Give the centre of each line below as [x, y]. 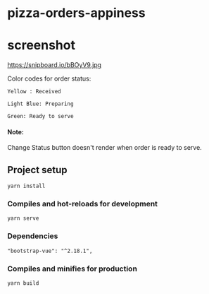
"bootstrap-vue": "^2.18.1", [50, 251]
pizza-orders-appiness [76, 13]
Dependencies [33, 236]
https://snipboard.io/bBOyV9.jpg [55, 65]
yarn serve [23, 218]
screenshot [42, 46]
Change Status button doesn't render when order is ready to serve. [104, 148]
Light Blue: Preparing [40, 104]
